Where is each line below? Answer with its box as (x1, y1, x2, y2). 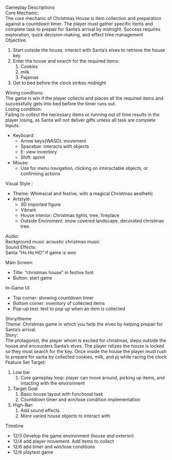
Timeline (5, 423, 24, 429)
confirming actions (20, 170, 61, 177)
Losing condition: (5, 106, 42, 112)
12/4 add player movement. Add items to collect (12, 438, 114, 444)
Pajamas (20, 74, 39, 80)
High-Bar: (12, 402, 34, 408)
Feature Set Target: (5, 359, 46, 365)
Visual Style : (5, 181, 33, 186)
